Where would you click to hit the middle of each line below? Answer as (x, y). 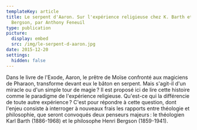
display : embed (30, 39)
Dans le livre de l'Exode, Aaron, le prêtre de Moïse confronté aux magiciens (97, 77)
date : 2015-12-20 (27, 50)
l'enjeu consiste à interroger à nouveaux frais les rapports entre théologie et (98, 108)
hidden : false (28, 60)
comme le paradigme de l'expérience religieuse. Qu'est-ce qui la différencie (98, 96)
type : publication (28, 28)
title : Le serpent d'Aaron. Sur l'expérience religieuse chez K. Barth (95, 17)
